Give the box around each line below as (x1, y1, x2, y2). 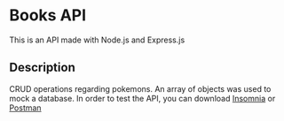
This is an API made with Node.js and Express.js (9, 34, 185, 45)
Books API (9, 5, 87, 26)
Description (9, 60, 75, 75)
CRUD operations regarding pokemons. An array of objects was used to (9, 83, 272, 94)
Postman (9, 102, 42, 113)
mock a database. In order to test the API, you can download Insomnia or (9, 93, 276, 103)
